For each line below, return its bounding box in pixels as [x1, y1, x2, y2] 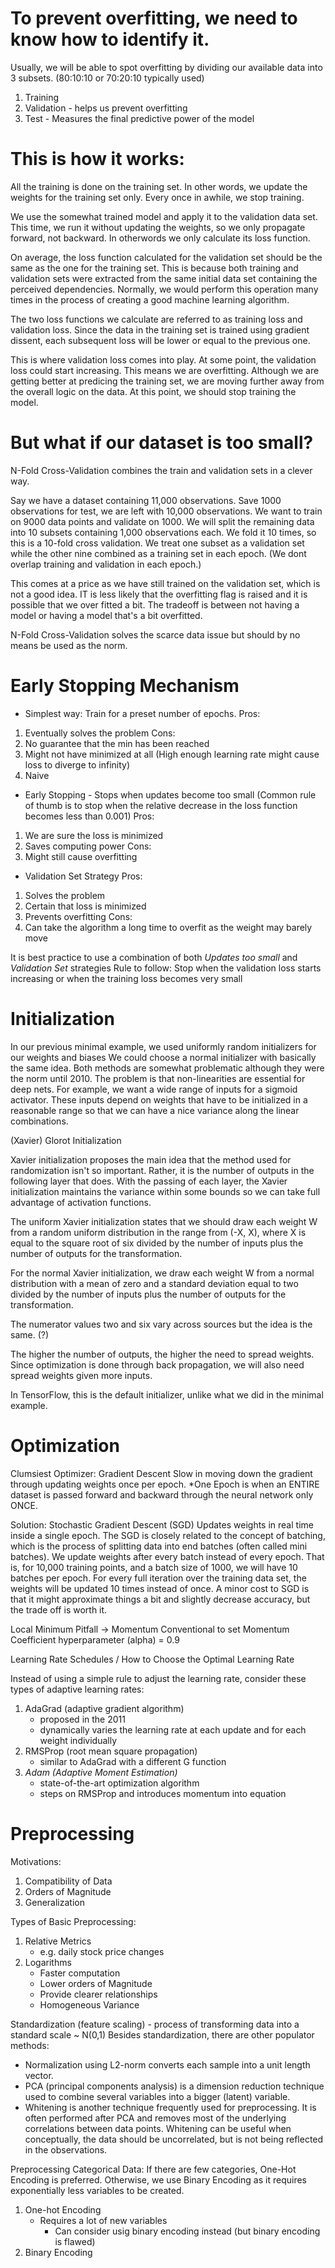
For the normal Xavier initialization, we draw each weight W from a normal [10, 1267, 315, 1279]
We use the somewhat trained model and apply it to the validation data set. [10, 210, 318, 222]
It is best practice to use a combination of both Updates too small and [10, 951, 298, 963]
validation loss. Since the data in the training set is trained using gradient [10, 323, 310, 336]
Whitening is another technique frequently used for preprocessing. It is [24, 2101, 317, 2113]
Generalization [24, 1896, 85, 1908]
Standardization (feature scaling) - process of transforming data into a [10, 2018, 300, 2030]
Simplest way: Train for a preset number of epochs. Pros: [24, 707, 261, 719]
